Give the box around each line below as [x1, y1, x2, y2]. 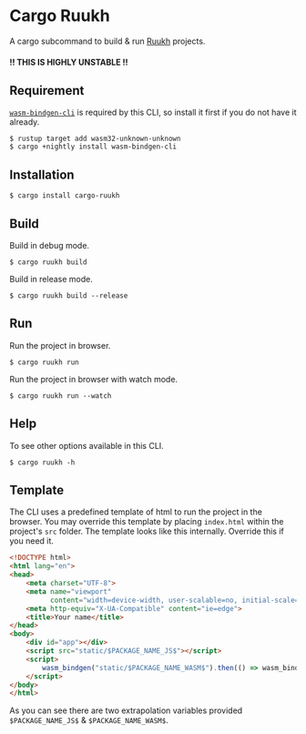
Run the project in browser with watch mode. [9, 373, 178, 384]
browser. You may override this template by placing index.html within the [9, 516, 284, 527]
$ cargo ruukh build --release [9, 291, 128, 301]
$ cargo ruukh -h [9, 457, 76, 467]
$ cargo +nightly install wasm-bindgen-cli [9, 142, 178, 151]
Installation [9, 167, 75, 182]
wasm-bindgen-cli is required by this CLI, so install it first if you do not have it [9, 107, 297, 118]
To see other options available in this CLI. [9, 440, 164, 451]
